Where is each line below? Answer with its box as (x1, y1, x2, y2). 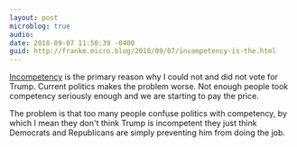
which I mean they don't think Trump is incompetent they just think (9, 118, 257, 129)
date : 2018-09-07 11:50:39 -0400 (9, 38, 135, 48)
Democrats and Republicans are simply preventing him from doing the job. (9, 127, 286, 138)
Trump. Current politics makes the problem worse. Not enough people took (9, 81, 289, 92)
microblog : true (9, 22, 70, 31)
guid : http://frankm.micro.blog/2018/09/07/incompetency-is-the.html (9, 47, 277, 56)
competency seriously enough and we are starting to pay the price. (9, 91, 259, 102)
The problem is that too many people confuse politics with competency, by (9, 108, 287, 119)
